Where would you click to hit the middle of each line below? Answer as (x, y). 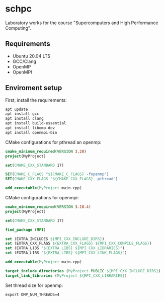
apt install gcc (22, 114)
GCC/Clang (24, 61)
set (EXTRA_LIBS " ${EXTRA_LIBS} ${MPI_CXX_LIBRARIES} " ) (65, 248)
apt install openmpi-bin (31, 132)
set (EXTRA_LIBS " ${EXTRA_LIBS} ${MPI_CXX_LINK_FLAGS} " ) (66, 253)
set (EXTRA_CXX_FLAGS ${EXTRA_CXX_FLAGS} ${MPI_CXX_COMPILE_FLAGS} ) (78, 244)
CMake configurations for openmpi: (42, 198)
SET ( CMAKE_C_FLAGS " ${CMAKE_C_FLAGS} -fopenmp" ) (57, 174)
